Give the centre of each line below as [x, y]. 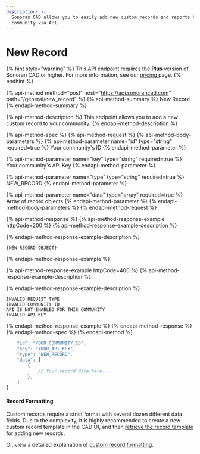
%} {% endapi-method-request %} [114, 208]
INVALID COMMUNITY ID [33, 304]
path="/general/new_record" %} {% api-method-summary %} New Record [98, 99]
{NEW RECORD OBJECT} [32, 248]
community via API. [36, 23]
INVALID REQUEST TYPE [33, 299]
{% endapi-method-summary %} [47, 105]
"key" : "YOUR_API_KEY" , [46, 349]
